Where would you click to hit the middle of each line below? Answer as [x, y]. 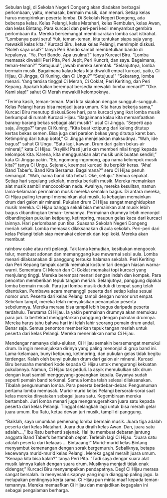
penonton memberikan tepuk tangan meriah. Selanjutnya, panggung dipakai [83, 280]
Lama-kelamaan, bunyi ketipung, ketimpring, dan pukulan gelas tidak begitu [83, 354]
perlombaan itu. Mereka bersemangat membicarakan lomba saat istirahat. [81, 34]
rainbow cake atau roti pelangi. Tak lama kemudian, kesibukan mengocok [81, 249]
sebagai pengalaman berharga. [37, 490]
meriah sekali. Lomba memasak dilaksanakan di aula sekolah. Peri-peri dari [82, 228]
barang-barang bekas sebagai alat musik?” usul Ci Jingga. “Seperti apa [79, 123]
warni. [12, 270]
